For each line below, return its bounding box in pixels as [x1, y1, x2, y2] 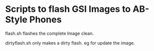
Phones [29, 14, 62, 25]
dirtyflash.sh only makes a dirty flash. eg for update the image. [5, 40, 135, 46]
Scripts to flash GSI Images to [5, 3, 131, 15]
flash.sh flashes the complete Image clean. [5, 30, 94, 36]
